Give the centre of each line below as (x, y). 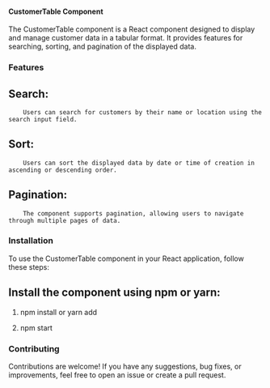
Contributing (34, 348)
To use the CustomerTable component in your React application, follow (126, 258)
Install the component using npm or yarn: (114, 293)
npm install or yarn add (59, 312)
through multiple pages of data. (65, 220)
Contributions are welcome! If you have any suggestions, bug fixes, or (125, 366)
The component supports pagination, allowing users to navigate (133, 213)
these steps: (29, 266)
